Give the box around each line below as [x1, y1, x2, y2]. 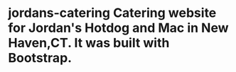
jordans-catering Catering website [8, 5, 217, 21]
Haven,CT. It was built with [8, 35, 170, 51]
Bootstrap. [8, 50, 73, 66]
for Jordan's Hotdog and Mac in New [8, 20, 230, 36]
